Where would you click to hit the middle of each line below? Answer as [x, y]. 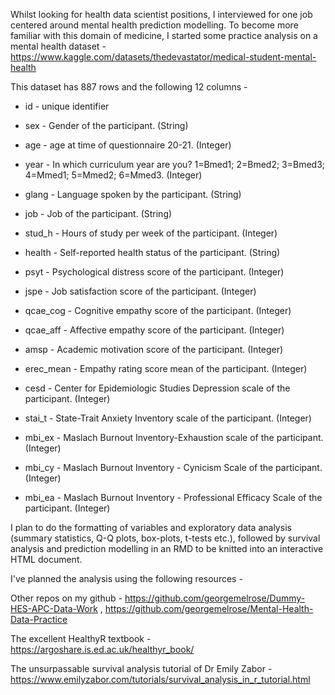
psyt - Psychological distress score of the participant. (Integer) [154, 272]
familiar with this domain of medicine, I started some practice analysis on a [164, 35]
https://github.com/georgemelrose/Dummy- [215, 598]
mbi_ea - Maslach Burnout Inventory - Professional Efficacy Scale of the [173, 497]
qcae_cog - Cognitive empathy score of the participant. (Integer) [158, 310]
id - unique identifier [67, 106]
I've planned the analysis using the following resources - [126, 578]
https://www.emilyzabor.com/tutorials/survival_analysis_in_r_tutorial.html [160, 679]
